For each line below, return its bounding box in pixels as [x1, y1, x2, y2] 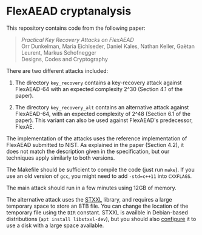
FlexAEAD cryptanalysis [6, 4, 132, 18]
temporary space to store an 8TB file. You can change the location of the [6, 202, 189, 209]
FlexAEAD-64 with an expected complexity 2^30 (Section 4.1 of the [15, 85, 183, 92]
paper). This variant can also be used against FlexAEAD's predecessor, [15, 117, 193, 124]
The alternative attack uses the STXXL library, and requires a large [6, 196, 173, 203]
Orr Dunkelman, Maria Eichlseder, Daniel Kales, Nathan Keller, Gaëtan [21, 43, 195, 50]
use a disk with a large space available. [6, 222, 104, 229]
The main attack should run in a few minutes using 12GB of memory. [6, 184, 177, 191]
